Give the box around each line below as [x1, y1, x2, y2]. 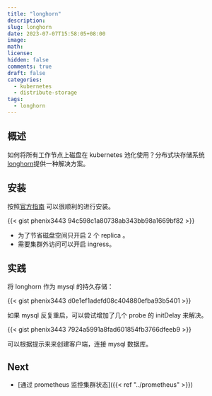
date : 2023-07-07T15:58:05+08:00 [7, 30, 106, 37]
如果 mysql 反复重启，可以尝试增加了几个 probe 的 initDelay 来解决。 [7, 311, 208, 320]
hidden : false [7, 57, 49, 64]
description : [7, 17, 46, 24]
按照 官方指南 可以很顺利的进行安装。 [7, 202, 114, 211]
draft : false [7, 69, 46, 76]
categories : [7, 76, 42, 83]
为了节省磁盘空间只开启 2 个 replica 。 [17, 231, 129, 239]
